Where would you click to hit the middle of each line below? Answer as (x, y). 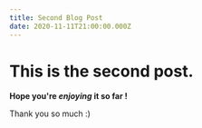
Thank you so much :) (50, 113)
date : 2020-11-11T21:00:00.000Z (70, 26)
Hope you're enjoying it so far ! (69, 96)
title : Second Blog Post (56, 18)
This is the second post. (101, 71)
